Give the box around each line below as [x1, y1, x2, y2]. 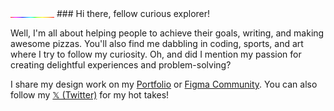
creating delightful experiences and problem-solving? [10, 59, 232, 71]
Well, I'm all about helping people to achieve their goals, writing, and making [10, 27, 325, 39]
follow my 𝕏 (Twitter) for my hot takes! [10, 89, 170, 101]
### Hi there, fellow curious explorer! [56, 8, 211, 19]
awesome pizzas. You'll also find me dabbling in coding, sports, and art [10, 38, 304, 49]
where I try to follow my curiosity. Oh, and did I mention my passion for [10, 48, 302, 60]
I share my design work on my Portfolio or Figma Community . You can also [10, 78, 318, 90]
